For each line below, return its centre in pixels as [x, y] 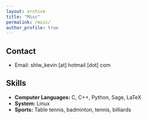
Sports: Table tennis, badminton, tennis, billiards [73, 109]
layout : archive [26, 11]
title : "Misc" [23, 17]
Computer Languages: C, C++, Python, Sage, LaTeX [78, 97]
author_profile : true [32, 28]
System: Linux [32, 103]
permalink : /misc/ [28, 22]
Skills [16, 83]
